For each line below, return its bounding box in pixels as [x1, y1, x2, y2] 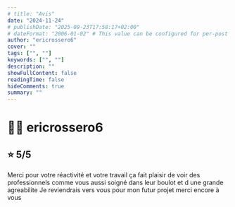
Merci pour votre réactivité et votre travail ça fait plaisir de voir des [7, 171, 201, 179]
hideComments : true [7, 83, 65, 90]
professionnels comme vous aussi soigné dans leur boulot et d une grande [7, 178, 224, 187]
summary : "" [7, 89, 42, 96]
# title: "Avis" [7, 10, 55, 18]
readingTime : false [7, 76, 65, 83]
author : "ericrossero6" [7, 37, 77, 44]
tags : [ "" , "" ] [7, 50, 52, 57]
